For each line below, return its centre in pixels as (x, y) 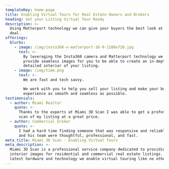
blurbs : (18, 43)
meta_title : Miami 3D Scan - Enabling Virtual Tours (62, 140)
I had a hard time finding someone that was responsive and (83, 131)
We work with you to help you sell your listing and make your (91, 89)
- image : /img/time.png (39, 71)
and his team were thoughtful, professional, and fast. (78, 135)
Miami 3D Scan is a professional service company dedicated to (77, 149)
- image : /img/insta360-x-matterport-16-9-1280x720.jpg (74, 47)
